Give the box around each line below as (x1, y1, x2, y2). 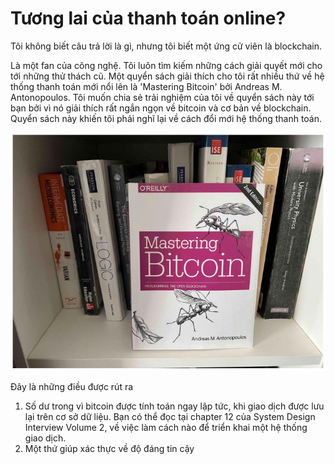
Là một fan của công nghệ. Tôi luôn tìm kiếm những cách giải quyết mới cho (10, 59, 323, 71)
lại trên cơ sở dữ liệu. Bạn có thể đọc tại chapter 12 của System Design (24, 411, 316, 423)
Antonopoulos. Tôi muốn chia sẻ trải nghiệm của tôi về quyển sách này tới (10, 91, 315, 103)
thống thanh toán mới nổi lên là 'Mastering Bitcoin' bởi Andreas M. (10, 80, 283, 92)
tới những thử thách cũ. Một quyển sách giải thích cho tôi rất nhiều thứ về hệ (10, 70, 325, 82)
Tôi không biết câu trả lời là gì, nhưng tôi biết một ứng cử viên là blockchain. (10, 40, 322, 52)
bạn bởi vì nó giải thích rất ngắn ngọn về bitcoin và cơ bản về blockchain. (10, 102, 312, 114)
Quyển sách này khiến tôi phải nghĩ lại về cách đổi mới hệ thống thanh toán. (10, 112, 323, 124)
